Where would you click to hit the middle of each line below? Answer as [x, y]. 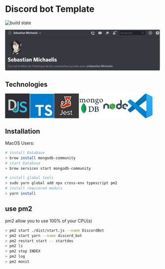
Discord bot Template [50, 9]
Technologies [27, 84]
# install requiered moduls [34, 189]
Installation [23, 131]
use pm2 [19, 209]
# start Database [23, 163]
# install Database [25, 153]
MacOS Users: [20, 143]
